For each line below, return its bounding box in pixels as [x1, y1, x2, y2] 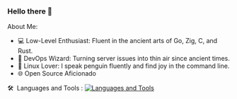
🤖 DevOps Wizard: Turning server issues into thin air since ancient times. [17, 54, 230, 63]
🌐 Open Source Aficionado [17, 69, 97, 78]
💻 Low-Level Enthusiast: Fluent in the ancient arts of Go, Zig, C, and [17, 37, 218, 45]
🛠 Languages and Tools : [7, 84, 83, 93]
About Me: [7, 23, 38, 31]
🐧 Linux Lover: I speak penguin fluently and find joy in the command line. [17, 62, 230, 70]
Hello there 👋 [7, 6, 53, 16]
